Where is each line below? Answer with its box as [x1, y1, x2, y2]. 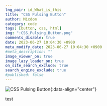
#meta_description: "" [5, 49, 53, 54]
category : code [5, 21, 37, 26]
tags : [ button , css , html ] [5, 26, 62, 31]
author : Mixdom [5, 16, 37, 21]
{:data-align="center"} [50, 86, 97, 92]
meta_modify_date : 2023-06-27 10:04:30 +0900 [5, 44, 102, 49]
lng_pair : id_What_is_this [5, 7, 62, 12]
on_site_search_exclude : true [5, 63, 69, 68]
